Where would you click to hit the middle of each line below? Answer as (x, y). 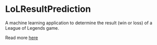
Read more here (22, 38)
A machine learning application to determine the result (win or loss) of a (79, 23)
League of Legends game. (32, 28)
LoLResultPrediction (48, 9)
